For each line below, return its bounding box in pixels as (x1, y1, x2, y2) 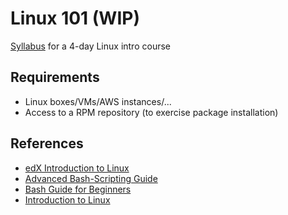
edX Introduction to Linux (24, 162, 130, 174)
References (10, 135, 84, 152)
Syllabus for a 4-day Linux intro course (10, 40, 171, 52)
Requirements (10, 69, 100, 86)
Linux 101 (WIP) (10, 7, 140, 30)
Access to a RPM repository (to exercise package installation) (24, 106, 279, 118)
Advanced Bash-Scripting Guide (24, 172, 158, 184)
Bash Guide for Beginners (24, 183, 132, 195)
